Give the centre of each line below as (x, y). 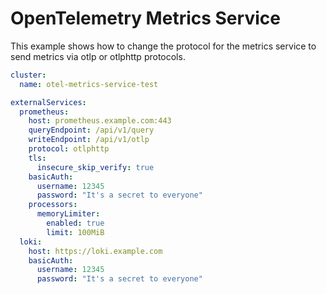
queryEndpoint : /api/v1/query (91, 130)
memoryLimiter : (68, 214)
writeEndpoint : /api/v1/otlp (89, 140)
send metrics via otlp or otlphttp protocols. (98, 56)
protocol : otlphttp (69, 149)
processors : (53, 205)
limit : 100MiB (75, 232)
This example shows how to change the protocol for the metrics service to (163, 46)
